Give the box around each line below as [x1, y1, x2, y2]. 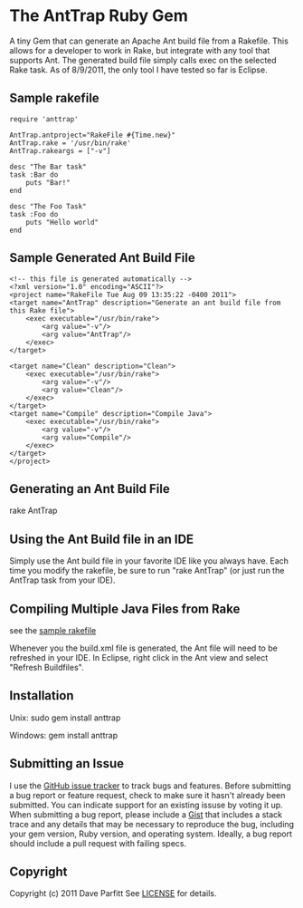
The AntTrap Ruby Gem [9, 5, 188, 26]
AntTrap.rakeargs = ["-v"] [9, 146, 111, 155]
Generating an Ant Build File [9, 481, 170, 497]
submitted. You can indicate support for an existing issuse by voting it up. [9, 799, 283, 810]
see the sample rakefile [9, 625, 97, 635]
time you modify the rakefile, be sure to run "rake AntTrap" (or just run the [9, 565, 285, 576]
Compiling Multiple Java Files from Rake [9, 601, 241, 616]
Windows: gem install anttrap [9, 729, 118, 740]
